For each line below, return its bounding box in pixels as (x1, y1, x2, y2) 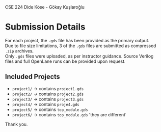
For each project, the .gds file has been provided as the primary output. (5, 37, 150, 43)
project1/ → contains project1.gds (12, 85, 84, 91)
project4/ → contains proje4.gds (12, 101, 80, 107)
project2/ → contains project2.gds (12, 91, 84, 97)
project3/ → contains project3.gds (12, 96, 84, 102)
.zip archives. (5, 48, 34, 53)
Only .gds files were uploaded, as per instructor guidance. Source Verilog (5, 53, 154, 59)
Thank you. (5, 121, 28, 127)
